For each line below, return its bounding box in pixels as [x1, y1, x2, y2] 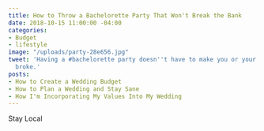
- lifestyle [8, 41, 47, 49]
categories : [8, 26, 47, 34]
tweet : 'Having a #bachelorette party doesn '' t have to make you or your [8, 56, 257, 64]
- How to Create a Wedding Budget [8, 77, 123, 85]
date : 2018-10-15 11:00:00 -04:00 [8, 19, 123, 27]
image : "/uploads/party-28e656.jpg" [8, 48, 129, 56]
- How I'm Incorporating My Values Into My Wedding [8, 92, 182, 100]
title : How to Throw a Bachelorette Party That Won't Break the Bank [8, 11, 243, 20]
